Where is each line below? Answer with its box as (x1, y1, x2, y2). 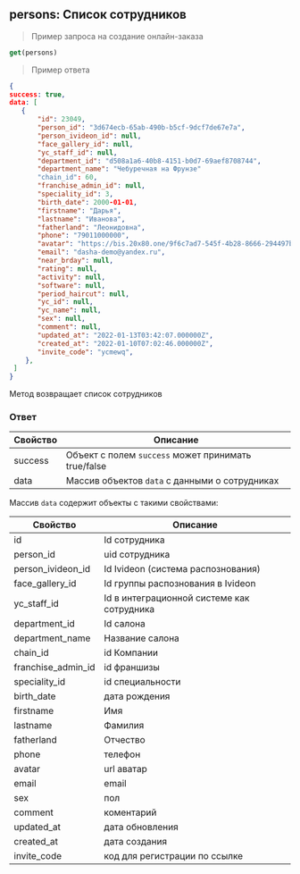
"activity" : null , (37, 273, 105, 282)
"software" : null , (37, 281, 105, 290)
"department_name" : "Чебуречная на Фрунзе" (37, 164, 202, 173)
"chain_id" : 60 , (37, 173, 98, 182)
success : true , (9, 89, 66, 99)
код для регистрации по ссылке (104, 850, 244, 862)
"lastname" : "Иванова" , (37, 214, 126, 223)
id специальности (104, 676, 181, 688)
